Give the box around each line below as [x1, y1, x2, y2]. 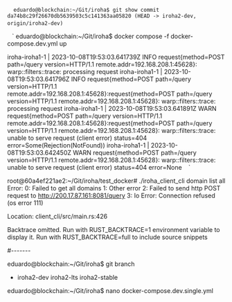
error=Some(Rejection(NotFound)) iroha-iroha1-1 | [7, 141, 150, 149]
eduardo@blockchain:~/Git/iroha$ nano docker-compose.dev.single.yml [7, 287, 213, 294]
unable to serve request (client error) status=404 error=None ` [7, 163, 191, 171]
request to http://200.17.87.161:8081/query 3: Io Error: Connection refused [7, 191, 216, 199]
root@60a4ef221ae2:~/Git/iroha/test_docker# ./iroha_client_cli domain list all [7, 177, 226, 185]
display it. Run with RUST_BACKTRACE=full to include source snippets [7, 233, 208, 241]
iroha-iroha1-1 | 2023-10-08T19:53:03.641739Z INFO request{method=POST [7, 53, 225, 61]
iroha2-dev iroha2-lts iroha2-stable [17, 274, 118, 281]
